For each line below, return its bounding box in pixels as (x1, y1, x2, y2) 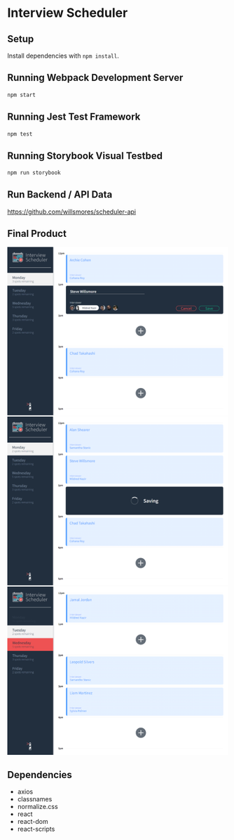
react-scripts (17, 825, 55, 834)
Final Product (7, 228, 67, 240)
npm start (7, 91, 36, 98)
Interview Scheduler (7, 5, 128, 21)
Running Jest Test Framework (7, 111, 141, 123)
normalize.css (17, 803, 58, 811)
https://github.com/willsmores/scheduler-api (7, 207, 137, 216)
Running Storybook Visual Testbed (7, 150, 163, 162)
